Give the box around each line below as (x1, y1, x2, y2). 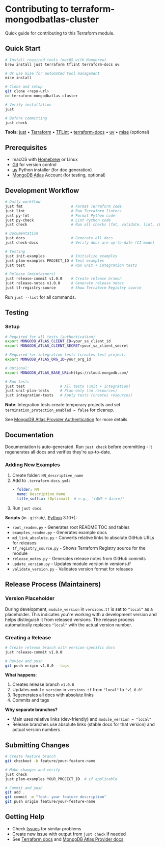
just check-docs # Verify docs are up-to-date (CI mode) (5, 240, 155, 245)
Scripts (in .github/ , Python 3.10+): (5, 514, 77, 520)
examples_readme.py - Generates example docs (12, 529, 107, 535)
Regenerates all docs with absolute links (12, 692, 94, 698)
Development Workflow (5, 186, 80, 195)
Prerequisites (5, 143, 47, 152)
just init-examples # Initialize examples (5, 254, 118, 258)
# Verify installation (5, 102, 52, 107)
